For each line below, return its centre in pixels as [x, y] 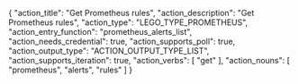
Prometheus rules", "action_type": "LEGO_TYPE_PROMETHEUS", [128, 22]
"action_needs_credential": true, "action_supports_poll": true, [122, 41]
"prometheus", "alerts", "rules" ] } [71, 70]
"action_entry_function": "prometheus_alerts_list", [100, 32]
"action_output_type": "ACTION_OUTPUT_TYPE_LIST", [109, 51]
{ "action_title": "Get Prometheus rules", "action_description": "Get [131, 13]
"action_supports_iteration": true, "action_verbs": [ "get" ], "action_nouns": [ [149, 60]
